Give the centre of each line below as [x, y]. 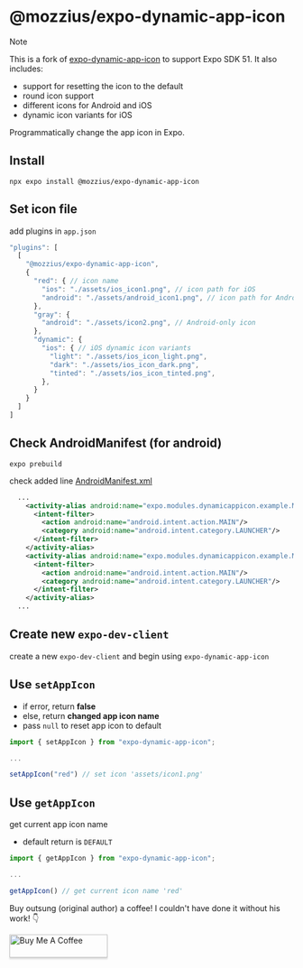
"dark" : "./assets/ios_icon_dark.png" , [124, 364]
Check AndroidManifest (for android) [116, 443]
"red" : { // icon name [76, 281]
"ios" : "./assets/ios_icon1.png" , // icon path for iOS [149, 289]
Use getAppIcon [53, 802]
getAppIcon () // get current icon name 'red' [96, 890]
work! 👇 [24, 918]
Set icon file [44, 209]
